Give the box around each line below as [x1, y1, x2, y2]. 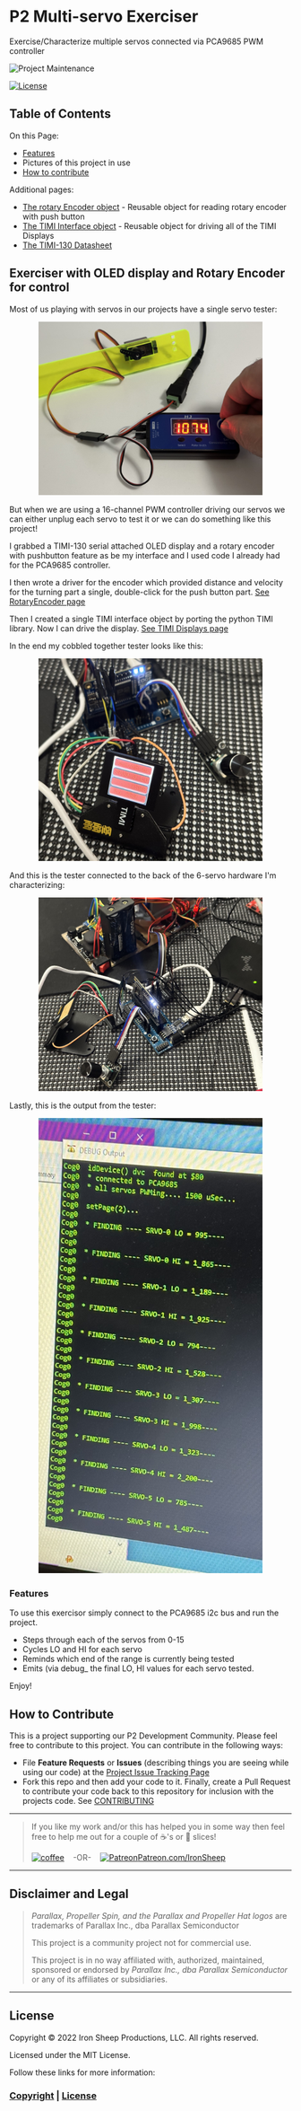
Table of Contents [9, 106, 112, 122]
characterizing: [9, 879, 65, 890]
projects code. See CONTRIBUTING [21, 1795, 155, 1806]
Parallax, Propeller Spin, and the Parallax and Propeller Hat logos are [30, 1910, 288, 1921]
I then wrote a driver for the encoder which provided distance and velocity [9, 576, 284, 587]
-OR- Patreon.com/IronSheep [73, 1852, 226, 1862]
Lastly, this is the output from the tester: [9, 1100, 157, 1111]
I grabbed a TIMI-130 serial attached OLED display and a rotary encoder [9, 541, 275, 551]
